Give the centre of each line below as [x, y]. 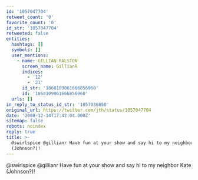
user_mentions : [30, 55]
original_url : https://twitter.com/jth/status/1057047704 [79, 110]
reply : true [21, 132]
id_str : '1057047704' [33, 28]
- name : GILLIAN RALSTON [47, 61]
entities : [18, 39]
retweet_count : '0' [30, 17]
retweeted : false [27, 34]
